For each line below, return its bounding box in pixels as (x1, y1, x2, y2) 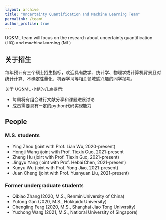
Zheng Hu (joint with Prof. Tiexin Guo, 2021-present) (12, 154, 120, 160)
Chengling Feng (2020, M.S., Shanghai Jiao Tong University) (12, 204, 136, 210)
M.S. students (5, 132, 40, 139)
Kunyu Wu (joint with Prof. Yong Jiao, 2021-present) (12, 164, 119, 171)
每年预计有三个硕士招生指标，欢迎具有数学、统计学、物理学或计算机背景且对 (5, 70, 161, 76)
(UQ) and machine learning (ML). (5, 40, 73, 46)
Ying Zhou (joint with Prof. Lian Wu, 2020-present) (12, 143, 116, 149)
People (5, 117, 27, 126)
